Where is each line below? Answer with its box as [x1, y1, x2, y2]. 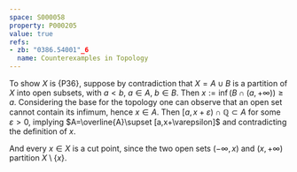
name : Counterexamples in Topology [17, 54, 149, 63]
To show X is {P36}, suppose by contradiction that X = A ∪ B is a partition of [9, 79, 288, 88]
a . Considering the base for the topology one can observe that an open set [9, 97, 283, 107]
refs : [9, 37, 29, 47]
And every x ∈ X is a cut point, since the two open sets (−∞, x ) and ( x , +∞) [9, 143, 284, 153]
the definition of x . [9, 126, 76, 137]
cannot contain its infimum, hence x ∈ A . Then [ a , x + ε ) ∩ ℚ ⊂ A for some [9, 107, 281, 117]
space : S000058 [9, 12, 66, 22]
